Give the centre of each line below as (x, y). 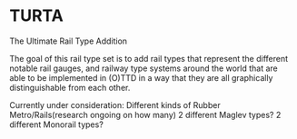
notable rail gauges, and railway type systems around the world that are (144, 68)
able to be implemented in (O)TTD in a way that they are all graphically (141, 77)
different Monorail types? (57, 124)
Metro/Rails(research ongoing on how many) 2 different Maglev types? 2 (145, 114)
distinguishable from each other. (70, 87)
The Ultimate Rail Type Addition (69, 41)
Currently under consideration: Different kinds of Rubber (115, 104)
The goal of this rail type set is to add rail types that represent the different (149, 58)
